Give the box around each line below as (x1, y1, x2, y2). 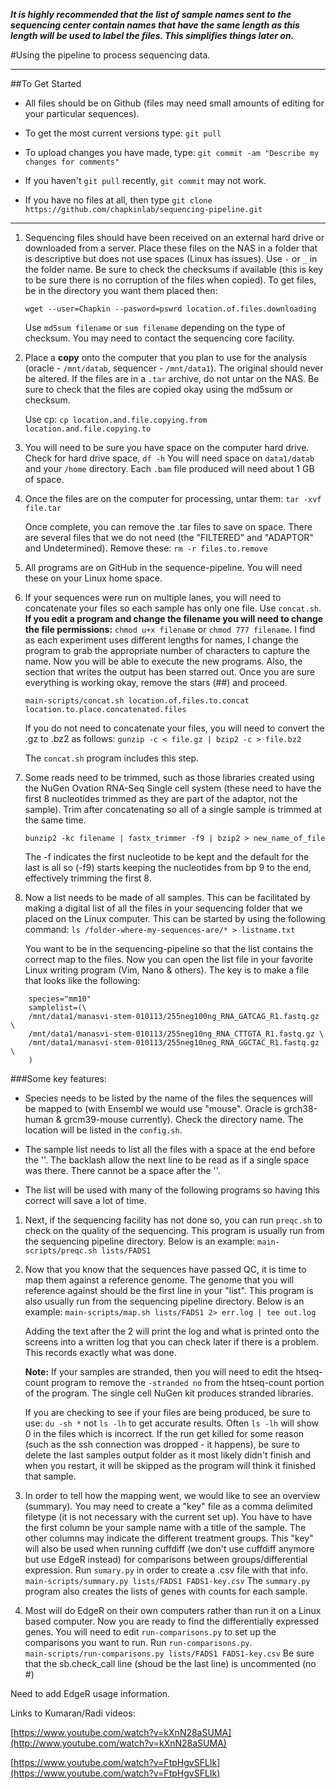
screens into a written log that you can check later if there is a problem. (24, 1336, 319, 1348)
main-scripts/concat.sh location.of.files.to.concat (24, 696, 250, 706)
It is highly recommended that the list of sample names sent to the (10, 9, 292, 20)
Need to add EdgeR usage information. (10, 1688, 171, 1699)
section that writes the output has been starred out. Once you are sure (24, 666, 315, 678)
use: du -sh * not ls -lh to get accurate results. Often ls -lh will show (24, 1417, 319, 1429)
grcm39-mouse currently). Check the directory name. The (63, 1114, 304, 1125)
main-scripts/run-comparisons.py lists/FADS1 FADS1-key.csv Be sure (24, 1647, 315, 1659)
